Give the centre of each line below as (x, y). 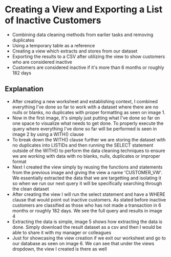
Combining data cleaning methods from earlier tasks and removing (83, 34)
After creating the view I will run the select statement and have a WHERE (89, 194)
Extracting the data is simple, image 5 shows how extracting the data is (87, 222)
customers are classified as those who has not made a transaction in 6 (87, 205)
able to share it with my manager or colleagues (62, 232)
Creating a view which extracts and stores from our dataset (75, 51)
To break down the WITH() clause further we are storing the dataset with (89, 139)
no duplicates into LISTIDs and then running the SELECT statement (83, 145)
